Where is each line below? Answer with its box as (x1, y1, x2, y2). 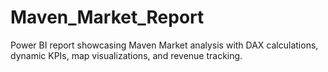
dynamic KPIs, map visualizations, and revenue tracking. (10, 49, 243, 61)
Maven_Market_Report (10, 6, 205, 29)
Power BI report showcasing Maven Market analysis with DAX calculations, (10, 39, 319, 51)
